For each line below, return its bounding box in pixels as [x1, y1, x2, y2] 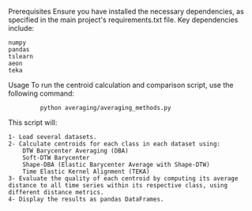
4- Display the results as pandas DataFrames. [8, 195, 164, 203]
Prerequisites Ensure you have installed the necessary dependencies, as [8, 7, 245, 16]
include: [8, 24, 35, 32]
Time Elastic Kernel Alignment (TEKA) [22, 168, 150, 175]
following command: [8, 89, 75, 98]
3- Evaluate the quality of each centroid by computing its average [8, 175, 239, 183]
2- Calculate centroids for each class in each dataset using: [8, 140, 221, 148]
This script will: [8, 118, 58, 127]
